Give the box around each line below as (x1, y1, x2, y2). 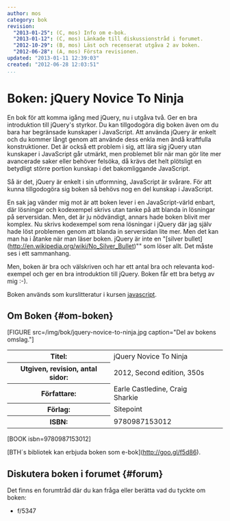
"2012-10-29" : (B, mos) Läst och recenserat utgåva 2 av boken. (13, 42, 201, 49)
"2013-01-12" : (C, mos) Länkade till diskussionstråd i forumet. (13, 36, 204, 43)
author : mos (7, 10, 41, 17)
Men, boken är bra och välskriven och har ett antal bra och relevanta (7, 262, 201, 271)
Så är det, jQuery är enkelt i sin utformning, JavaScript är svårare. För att (7, 178, 212, 186)
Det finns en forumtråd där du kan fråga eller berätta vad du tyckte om (7, 486, 206, 494)
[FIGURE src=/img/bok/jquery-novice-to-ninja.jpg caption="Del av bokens (7, 328, 217, 337)
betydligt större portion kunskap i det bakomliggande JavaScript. (7, 164, 190, 172)
